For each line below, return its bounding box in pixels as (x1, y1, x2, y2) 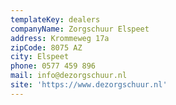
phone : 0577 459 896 (10, 61, 97, 71)
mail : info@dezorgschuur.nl (10, 71, 128, 81)
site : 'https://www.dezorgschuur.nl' (10, 80, 168, 90)
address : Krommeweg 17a (10, 33, 110, 43)
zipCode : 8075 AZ (10, 42, 83, 53)
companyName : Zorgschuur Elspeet (10, 24, 150, 34)
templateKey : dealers (10, 14, 101, 25)
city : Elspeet (10, 52, 70, 62)
